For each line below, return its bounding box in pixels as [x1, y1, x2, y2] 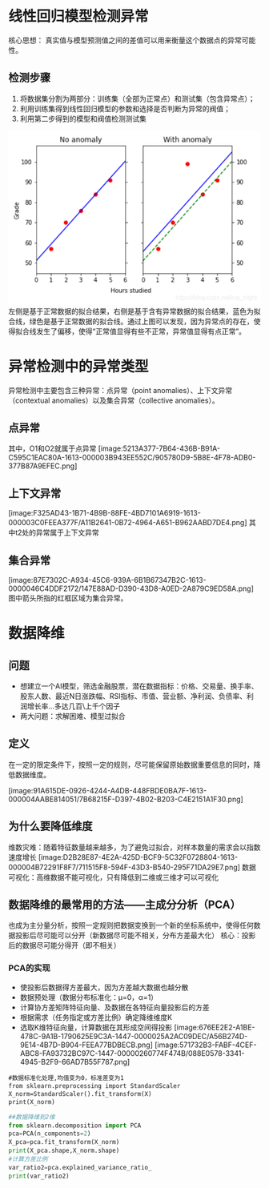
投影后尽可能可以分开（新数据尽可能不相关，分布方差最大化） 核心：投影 [14, 930, 256, 941]
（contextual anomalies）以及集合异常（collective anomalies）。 [8, 395, 219, 405]
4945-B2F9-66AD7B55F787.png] [19, 1057, 130, 1066]
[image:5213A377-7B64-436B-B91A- [98, 443, 221, 453]
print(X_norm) [8, 1098, 56, 1106]
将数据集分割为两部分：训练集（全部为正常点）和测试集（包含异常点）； [19, 94, 255, 103]
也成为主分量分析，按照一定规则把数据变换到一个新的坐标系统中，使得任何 [8, 921, 254, 930]
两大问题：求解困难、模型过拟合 [19, 711, 126, 720]
